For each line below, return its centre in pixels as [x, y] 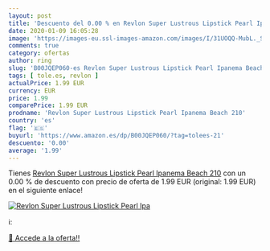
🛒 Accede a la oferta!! [44, 238]
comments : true [34, 46]
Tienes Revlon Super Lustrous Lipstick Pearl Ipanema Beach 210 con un [127, 173]
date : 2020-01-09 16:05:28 [53, 31]
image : [19, 38]
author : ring [30, 61]
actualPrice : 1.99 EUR [46, 83]
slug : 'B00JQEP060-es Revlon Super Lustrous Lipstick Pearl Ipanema [125, 68]
